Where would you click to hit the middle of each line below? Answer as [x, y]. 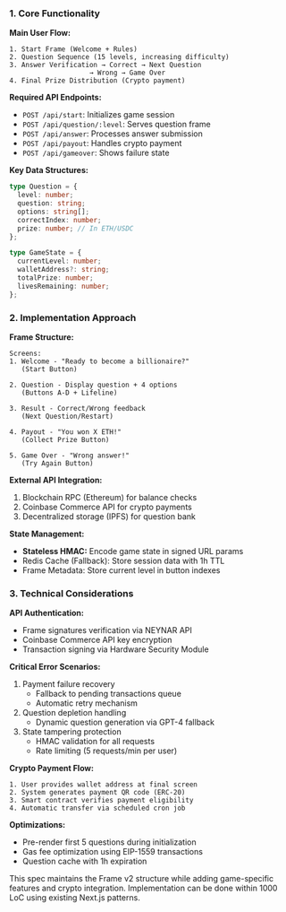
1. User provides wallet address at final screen [104, 785]
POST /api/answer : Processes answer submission [112, 134]
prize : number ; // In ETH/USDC [76, 228]
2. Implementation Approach [73, 317]
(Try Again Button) [57, 463]
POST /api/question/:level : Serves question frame [117, 125]
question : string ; [52, 204]
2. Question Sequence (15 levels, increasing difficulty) [119, 57]
